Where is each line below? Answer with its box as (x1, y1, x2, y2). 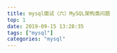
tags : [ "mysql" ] (7, 29, 53, 36)
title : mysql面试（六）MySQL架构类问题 (7, 10, 111, 17)
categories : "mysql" (7, 36, 66, 43)
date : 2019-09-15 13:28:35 (7, 23, 84, 30)
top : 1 (7, 17, 26, 23)
